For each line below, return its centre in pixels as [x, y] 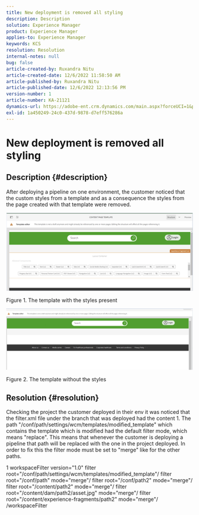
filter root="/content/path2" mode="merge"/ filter [67, 486]
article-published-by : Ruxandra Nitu [53, 81]
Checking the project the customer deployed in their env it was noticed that [98, 412]
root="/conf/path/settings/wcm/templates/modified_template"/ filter [89, 474]
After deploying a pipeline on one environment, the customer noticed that [96, 192]
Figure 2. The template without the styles [56, 379]
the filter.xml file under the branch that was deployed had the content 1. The [99, 418]
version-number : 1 [29, 94]
